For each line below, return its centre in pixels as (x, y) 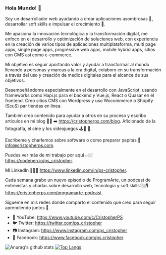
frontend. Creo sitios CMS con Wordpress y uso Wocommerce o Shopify (79, 101)
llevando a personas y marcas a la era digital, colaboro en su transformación (83, 70)
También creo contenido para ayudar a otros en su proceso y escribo (76, 116)
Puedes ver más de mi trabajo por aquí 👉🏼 (49, 155)
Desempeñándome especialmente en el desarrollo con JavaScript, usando (81, 90)
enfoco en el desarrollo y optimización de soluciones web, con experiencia (82, 39)
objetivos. (15, 80)
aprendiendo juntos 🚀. (28, 208)
